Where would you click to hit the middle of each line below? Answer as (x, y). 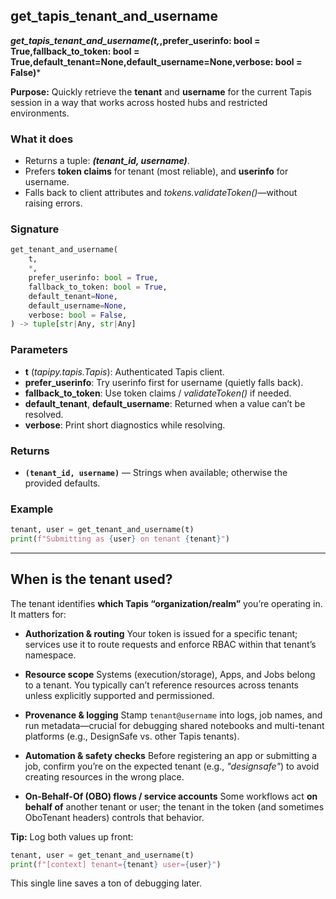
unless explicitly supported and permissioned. (119, 695)
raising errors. (53, 203)
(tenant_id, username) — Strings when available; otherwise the (156, 472)
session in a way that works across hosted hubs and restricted (139, 102)
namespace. (50, 655)
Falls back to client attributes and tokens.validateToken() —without (161, 193)
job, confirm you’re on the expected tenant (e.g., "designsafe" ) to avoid (172, 766)
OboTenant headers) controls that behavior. (114, 817)
